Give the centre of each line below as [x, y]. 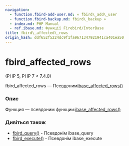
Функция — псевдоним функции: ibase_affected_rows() [63, 110]
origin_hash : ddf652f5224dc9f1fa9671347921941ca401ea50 [64, 38]
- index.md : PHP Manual [34, 24]
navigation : [17, 10]
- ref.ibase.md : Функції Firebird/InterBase [57, 28]
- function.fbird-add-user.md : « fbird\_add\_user [63, 14]
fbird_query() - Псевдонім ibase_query [53, 133]
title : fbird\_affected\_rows [37, 33]
